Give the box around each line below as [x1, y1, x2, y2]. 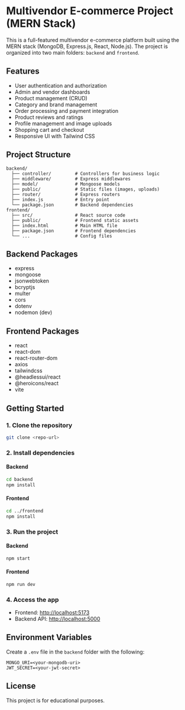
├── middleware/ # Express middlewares [11, 176, 131, 182]
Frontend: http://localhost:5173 [14, 608, 90, 616]
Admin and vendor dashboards [14, 88, 90, 96]
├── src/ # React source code [11, 212, 126, 218]
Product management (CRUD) [14, 94, 87, 102]
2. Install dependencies [6, 448, 75, 457]
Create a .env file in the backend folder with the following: [6, 648, 145, 655]
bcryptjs [14, 284, 35, 291]
